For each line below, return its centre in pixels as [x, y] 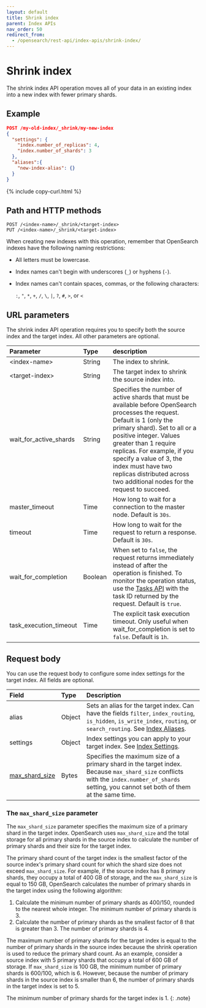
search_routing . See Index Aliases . [136, 728]
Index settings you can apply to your [139, 738]
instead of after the [140, 565]
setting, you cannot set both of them [139, 787]
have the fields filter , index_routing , [140, 713]
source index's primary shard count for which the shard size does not [94, 865]
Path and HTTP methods [54, 211]
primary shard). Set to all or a [154, 428]
